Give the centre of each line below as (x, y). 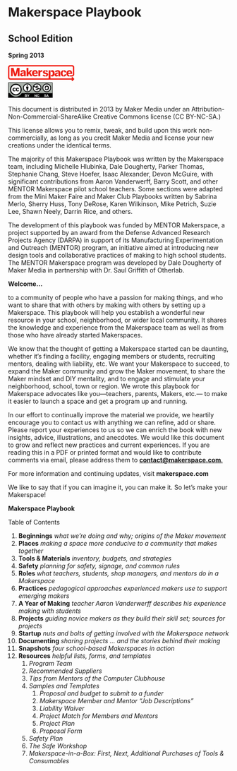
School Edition (41, 38)
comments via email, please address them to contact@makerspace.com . (115, 460)
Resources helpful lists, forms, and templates (85, 656)
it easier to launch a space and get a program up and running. (98, 401)
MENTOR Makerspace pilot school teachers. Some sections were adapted (115, 189)
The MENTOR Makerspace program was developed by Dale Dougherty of (115, 263)
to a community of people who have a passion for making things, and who (116, 298)
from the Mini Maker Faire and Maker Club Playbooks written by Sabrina (113, 197)
